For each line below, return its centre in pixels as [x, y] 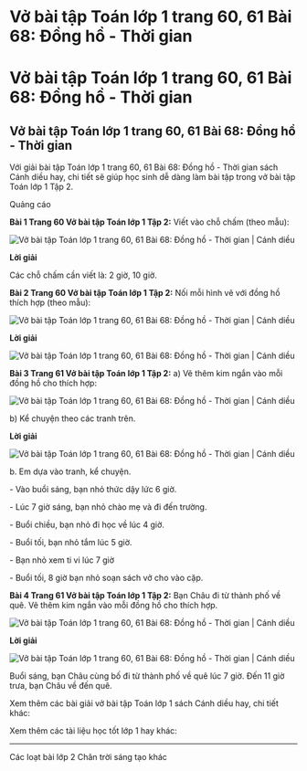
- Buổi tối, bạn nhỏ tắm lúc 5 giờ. [71, 543]
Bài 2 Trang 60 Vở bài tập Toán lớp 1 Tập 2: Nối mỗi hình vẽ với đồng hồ [145, 293]
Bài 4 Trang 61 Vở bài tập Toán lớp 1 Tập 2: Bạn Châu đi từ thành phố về [145, 596]
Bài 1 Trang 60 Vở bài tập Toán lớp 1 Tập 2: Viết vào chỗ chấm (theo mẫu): [149, 222]
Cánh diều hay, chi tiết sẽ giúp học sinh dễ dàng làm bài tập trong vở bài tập [153, 177]
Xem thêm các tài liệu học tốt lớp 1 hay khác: [94, 731]
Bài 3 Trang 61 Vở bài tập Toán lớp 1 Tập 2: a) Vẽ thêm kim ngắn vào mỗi [146, 374]
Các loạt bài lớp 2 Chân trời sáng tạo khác [88, 757]
